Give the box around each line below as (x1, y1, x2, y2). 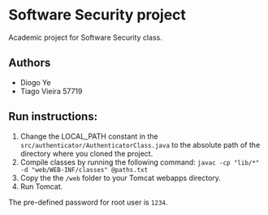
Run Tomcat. (19, 181, 63, 191)
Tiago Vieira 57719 (19, 86, 83, 96)
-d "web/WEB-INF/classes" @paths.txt (19, 166, 149, 174)
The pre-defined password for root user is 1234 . (8, 197, 168, 207)
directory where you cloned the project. (19, 148, 153, 158)
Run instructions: (8, 110, 98, 123)
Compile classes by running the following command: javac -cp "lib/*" (19, 157, 260, 167)
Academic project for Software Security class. (8, 32, 162, 42)
